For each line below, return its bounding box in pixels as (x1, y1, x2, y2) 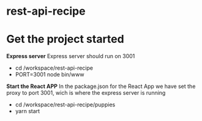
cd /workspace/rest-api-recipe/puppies (15, 101, 116, 108)
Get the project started (6, 32, 124, 46)
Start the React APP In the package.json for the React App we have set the (6, 82, 196, 90)
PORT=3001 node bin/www (15, 71, 84, 78)
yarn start (15, 108, 40, 115)
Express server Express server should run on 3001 (6, 53, 135, 60)
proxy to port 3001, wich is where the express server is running (6, 89, 166, 97)
